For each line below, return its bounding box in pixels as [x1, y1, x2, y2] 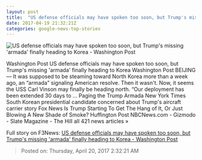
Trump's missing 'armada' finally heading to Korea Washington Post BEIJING [6, 67, 196, 74]
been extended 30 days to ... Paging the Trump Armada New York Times [6, 92, 186, 99]
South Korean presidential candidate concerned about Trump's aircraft [6, 99, 182, 106]
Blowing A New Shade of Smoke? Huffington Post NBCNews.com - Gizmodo [6, 111, 196, 118]
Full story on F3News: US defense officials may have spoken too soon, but [6, 129, 191, 137]
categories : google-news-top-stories [6, 25, 101, 32]
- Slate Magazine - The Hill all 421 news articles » [6, 118, 129, 125]
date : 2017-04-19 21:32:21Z [6, 20, 77, 26]
